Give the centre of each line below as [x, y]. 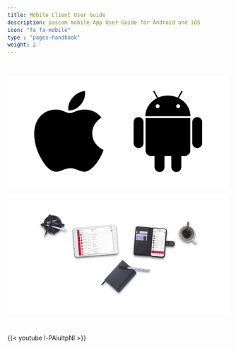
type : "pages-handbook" [44, 38]
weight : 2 [22, 45]
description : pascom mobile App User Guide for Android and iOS [104, 22]
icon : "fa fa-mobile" [39, 30]
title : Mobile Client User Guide [57, 15]
